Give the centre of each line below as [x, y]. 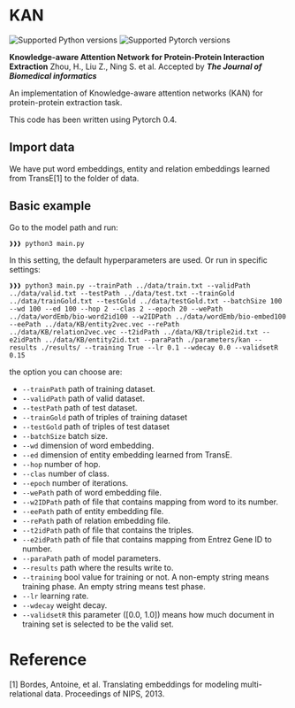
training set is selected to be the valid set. [98, 624]
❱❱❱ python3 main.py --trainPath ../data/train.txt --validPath [130, 285]
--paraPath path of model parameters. [91, 558]
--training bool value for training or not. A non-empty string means [145, 577]
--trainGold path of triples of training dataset [105, 417]
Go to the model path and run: [64, 227]
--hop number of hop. [61, 464]
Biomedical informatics [53, 75]
